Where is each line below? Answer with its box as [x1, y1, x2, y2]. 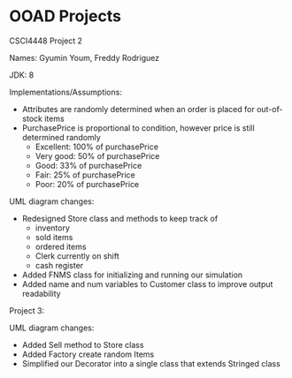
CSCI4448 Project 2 [9, 35, 82, 46]
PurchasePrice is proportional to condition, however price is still [21, 122, 255, 133]
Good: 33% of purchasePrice [35, 160, 142, 170]
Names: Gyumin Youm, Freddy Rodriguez [9, 52, 160, 63]
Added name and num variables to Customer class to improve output [21, 278, 273, 289]
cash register [35, 260, 84, 270]
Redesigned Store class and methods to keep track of [21, 213, 219, 223]
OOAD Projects [9, 6, 122, 26]
